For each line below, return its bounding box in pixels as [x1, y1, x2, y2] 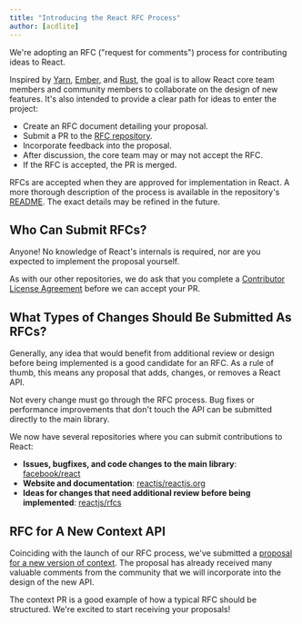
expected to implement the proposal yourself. [9, 256, 180, 267]
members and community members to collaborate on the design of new [9, 84, 278, 94]
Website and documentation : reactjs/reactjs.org [22, 478, 206, 489]
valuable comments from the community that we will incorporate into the [9, 567, 282, 578]
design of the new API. [9, 576, 95, 587]
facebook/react [22, 469, 81, 480]
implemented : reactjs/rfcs [22, 497, 122, 509]
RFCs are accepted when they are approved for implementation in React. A [9, 176, 290, 187]
